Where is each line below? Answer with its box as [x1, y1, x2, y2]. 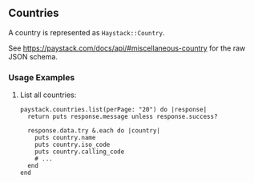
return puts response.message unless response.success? [27, 112, 218, 121]
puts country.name [34, 134, 96, 142]
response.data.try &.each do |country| [27, 127, 160, 135]
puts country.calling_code [34, 148, 125, 156]
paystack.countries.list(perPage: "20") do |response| [19, 106, 208, 114]
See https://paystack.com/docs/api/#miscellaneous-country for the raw [8, 43, 246, 53]
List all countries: [19, 90, 77, 100]
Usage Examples [8, 71, 75, 83]
